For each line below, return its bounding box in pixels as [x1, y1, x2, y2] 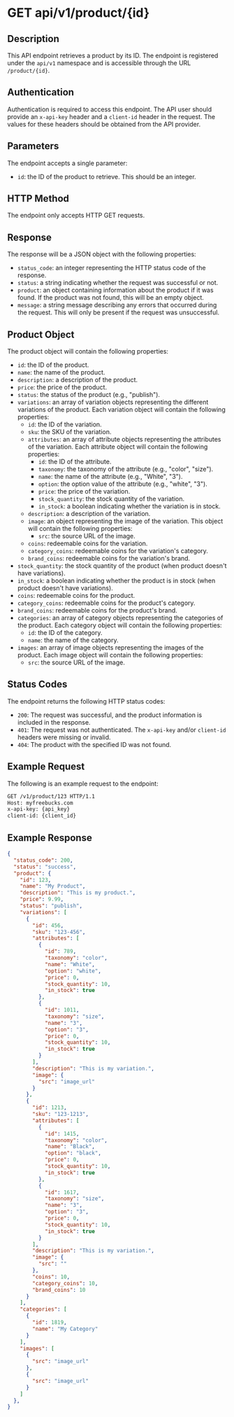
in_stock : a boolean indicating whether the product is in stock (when [17, 576, 216, 585]
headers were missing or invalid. [17, 733, 111, 741]
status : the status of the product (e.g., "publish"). [17, 391, 161, 399]
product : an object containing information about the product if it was [17, 286, 214, 295]
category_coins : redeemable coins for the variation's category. [27, 547, 208, 555]
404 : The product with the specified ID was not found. [17, 740, 172, 748]
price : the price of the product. [17, 383, 107, 391]
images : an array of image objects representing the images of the [17, 643, 204, 652]
